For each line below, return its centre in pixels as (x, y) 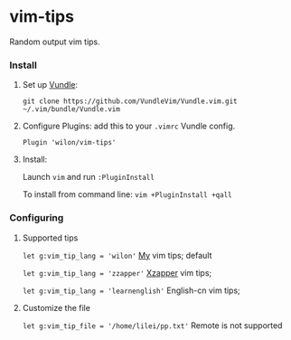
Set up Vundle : (50, 85)
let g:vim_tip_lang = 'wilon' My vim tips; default (117, 255)
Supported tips (50, 238)
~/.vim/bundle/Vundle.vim (71, 109)
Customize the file (56, 307)
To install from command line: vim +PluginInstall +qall (127, 194)
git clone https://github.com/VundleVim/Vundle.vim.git (130, 101)
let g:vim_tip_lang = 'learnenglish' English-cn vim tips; (131, 290)
